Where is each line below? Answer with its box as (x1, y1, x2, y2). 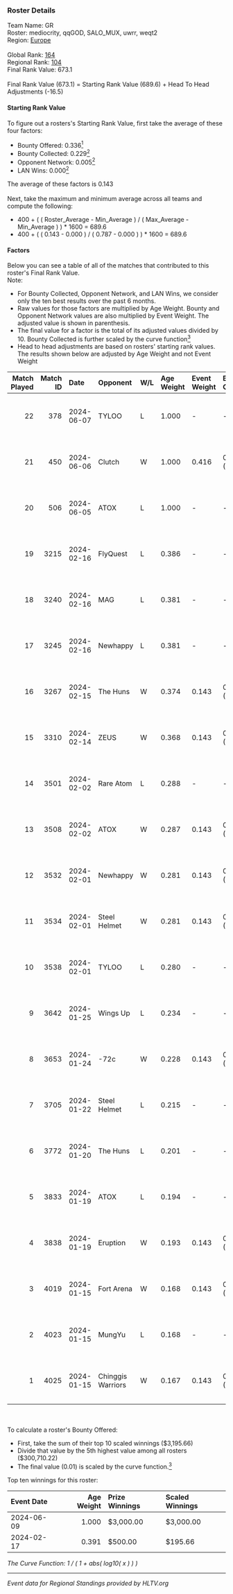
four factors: (7, 126, 43, 135)
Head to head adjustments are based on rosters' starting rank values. (17, 342, 216, 350)
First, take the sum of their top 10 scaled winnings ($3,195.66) (17, 1439, 193, 1447)
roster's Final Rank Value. (7, 269, 80, 277)
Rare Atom (98, 779, 132, 788)
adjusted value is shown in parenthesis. (17, 319, 130, 327)
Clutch (98, 457, 120, 467)
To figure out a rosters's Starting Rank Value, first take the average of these (7, 119, 223, 127)
